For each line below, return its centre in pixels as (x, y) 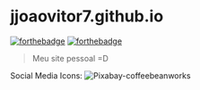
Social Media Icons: (47, 75)
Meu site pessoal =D (70, 58)
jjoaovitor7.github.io (87, 16)
